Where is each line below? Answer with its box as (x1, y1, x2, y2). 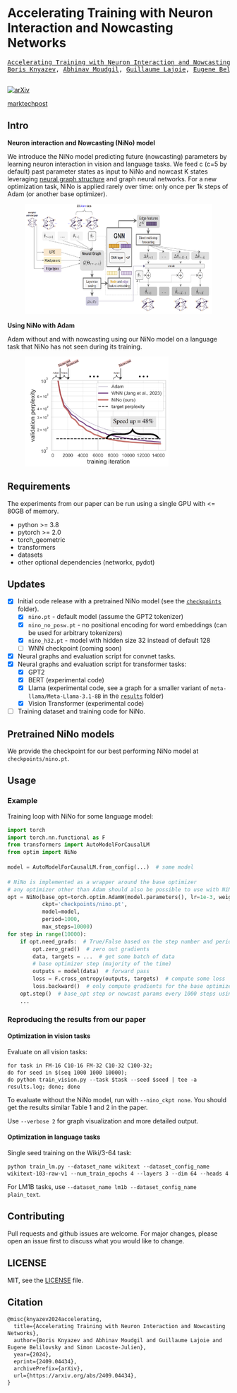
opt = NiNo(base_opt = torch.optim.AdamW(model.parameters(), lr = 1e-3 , (7, 893, 217, 900)
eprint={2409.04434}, (13, 1358, 78, 1365)
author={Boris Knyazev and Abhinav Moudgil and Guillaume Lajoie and (13, 1337, 222, 1344)
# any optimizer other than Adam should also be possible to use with (7, 886, 219, 893)
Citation (7, 1296, 44, 1308)
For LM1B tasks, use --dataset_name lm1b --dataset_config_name (7, 1182, 197, 1190)
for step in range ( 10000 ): (7, 930, 87, 938)
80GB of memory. (7, 507, 59, 515)
